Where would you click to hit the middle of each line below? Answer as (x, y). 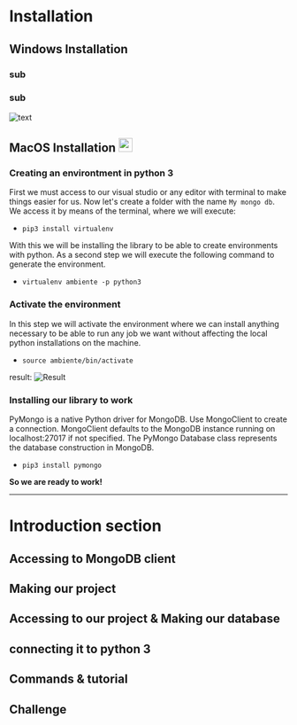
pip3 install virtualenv (68, 229)
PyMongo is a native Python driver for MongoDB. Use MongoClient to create (148, 419)
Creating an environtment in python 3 (91, 173)
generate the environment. (57, 264)
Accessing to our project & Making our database (145, 619)
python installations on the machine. (75, 342)
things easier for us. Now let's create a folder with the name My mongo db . (142, 202)
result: (21, 377)
